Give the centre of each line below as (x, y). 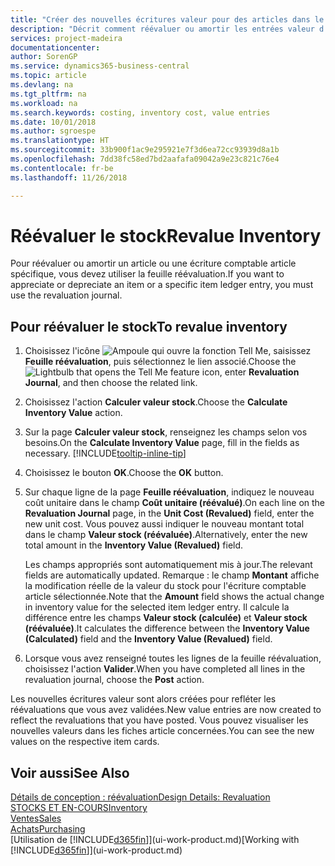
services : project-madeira (66, 38)
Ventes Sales (36, 818)
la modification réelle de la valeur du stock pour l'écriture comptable (165, 586)
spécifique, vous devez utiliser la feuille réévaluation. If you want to (147, 274)
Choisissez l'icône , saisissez (168, 351)
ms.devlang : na (42, 85)
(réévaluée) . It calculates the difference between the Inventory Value (167, 628)
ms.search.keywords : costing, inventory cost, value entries (140, 112)
